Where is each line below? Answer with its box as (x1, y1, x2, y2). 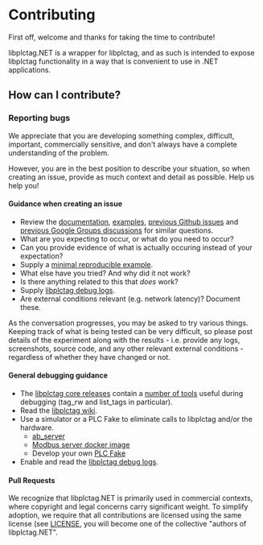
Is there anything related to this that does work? (19, 276, 179, 287)
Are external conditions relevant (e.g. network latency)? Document (19, 294, 241, 303)
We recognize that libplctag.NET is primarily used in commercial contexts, (8, 493, 253, 503)
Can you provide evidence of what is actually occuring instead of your (19, 242, 253, 252)
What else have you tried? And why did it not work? (19, 268, 191, 278)
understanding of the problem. (8, 147, 110, 158)
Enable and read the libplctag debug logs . (19, 457, 158, 467)
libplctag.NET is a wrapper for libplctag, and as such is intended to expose (8, 47, 255, 57)
